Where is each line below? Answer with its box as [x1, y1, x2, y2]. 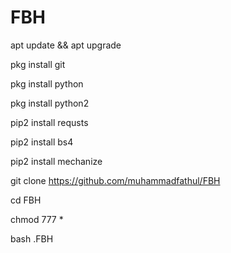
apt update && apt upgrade [10, 39, 122, 51]
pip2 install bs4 [10, 136, 74, 148]
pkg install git [10, 58, 66, 70]
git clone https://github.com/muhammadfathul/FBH [10, 174, 221, 186]
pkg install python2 [10, 97, 90, 109]
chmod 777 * [10, 213, 64, 225]
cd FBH [10, 194, 42, 206]
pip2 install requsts [10, 116, 89, 128]
